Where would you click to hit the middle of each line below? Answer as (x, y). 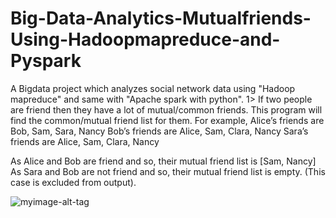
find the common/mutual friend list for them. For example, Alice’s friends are (167, 120)
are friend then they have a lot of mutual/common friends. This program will (166, 109)
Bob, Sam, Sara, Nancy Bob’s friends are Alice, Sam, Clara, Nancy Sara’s (159, 131)
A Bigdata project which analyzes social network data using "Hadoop (153, 88)
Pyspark (46, 61)
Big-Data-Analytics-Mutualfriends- (161, 18)
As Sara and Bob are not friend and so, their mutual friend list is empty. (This (168, 171)
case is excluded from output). (73, 182)
